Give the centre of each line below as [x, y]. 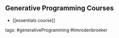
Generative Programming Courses [59, 8]
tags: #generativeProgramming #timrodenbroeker [56, 30]
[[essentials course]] [34, 20]
